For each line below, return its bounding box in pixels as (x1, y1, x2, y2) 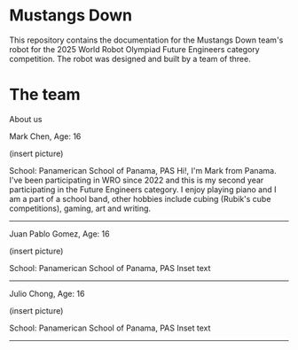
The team (9, 85, 82, 105)
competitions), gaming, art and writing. (9, 203, 152, 214)
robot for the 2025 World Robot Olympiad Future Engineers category (9, 43, 260, 54)
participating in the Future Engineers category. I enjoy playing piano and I (9, 183, 277, 195)
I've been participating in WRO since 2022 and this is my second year (9, 175, 264, 185)
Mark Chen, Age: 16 (9, 130, 82, 142)
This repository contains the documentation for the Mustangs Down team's (9, 35, 284, 45)
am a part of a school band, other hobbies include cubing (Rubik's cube (9, 193, 271, 204)
